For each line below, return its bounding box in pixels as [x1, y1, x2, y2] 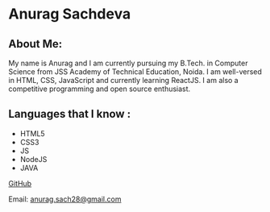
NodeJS [19, 154, 48, 164]
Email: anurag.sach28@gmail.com [8, 194, 122, 204]
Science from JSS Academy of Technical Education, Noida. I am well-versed [8, 67, 262, 77]
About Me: [8, 37, 63, 51]
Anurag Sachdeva [8, 5, 131, 23]
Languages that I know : [8, 107, 131, 121]
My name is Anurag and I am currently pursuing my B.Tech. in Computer [8, 58, 248, 68]
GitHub [8, 178, 32, 188]
